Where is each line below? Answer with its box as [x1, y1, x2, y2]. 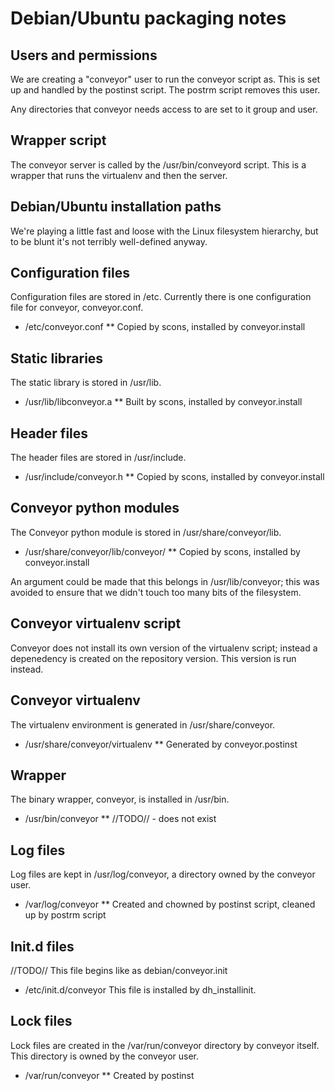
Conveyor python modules [10, 500, 180, 517]
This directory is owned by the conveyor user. [10, 1050, 200, 1062]
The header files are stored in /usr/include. [10, 452, 187, 464]
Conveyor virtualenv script [10, 615, 182, 632]
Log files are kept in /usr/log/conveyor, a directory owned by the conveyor [10, 868, 316, 881]
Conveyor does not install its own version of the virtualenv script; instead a [10, 642, 318, 654]
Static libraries [10, 350, 104, 367]
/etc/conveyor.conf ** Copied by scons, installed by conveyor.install [24, 321, 306, 333]
